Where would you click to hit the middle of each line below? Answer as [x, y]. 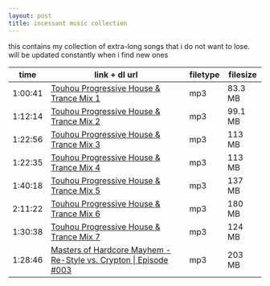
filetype [205, 75]
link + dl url [116, 75]
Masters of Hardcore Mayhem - [111, 250]
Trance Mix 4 [76, 167]
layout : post [30, 16]
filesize [242, 75]
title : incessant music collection [68, 23]
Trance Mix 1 [76, 98]
